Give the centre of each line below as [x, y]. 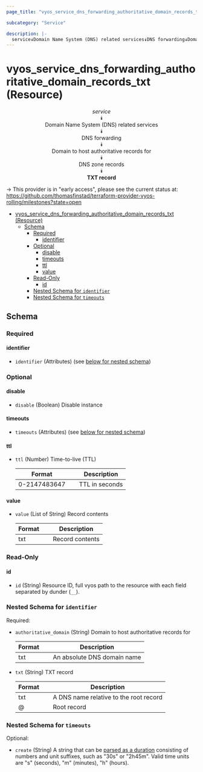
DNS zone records [101, 164]
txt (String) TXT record [44, 672]
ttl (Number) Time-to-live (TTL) [56, 459]
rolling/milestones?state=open [44, 202]
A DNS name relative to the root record [108, 697]
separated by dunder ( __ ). [47, 591]
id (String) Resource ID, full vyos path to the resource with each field [101, 585]
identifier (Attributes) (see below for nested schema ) [83, 361]
